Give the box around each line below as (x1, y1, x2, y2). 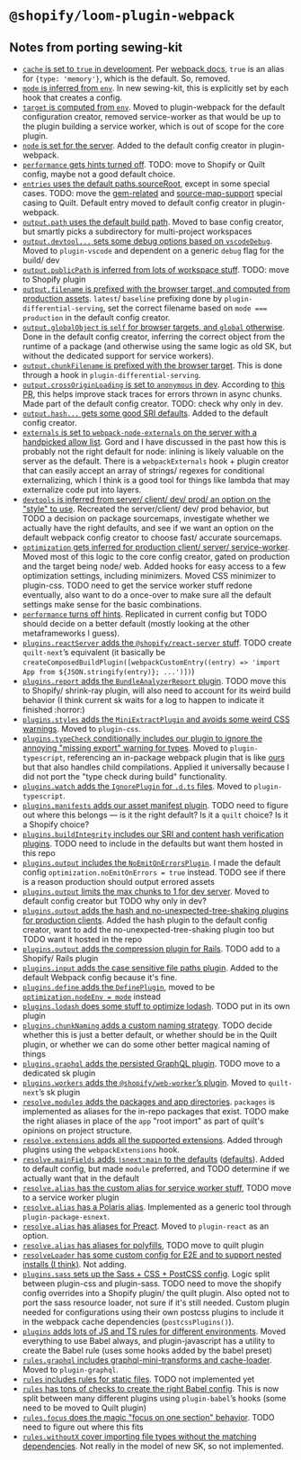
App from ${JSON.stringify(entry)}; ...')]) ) (22, 666, 195, 677)
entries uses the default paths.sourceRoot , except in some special (22, 178, 270, 189)
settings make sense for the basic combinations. (22, 599, 202, 609)
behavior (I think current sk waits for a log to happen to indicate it (22, 695, 265, 705)
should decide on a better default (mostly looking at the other (22, 618, 250, 628)
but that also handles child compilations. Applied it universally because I (22, 762, 289, 772)
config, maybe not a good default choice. (22, 169, 176, 179)
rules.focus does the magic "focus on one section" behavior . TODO (22, 1412, 276, 1422)
